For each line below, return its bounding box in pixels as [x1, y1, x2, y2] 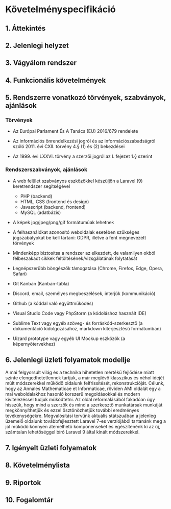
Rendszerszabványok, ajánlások [5, 166, 88, 173]
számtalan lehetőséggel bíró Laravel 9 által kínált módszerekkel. [5, 429, 140, 435]
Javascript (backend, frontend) [20, 204, 86, 210]
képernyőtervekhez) [12, 341, 56, 347]
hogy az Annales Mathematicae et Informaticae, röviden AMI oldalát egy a [5, 385, 161, 392]
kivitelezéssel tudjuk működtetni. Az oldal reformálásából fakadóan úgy [5, 396, 155, 402]
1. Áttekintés [5, 24, 46, 33]
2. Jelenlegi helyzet [5, 41, 69, 50]
